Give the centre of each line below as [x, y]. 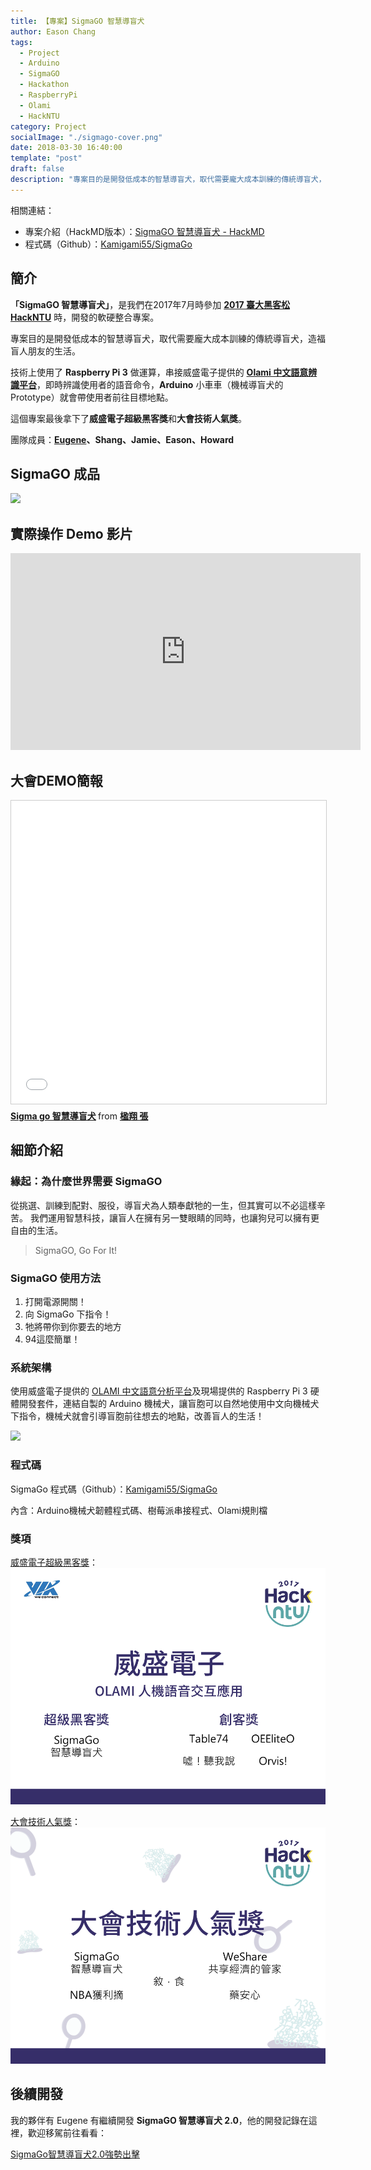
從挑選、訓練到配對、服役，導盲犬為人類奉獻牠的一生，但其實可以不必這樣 [163, 1205]
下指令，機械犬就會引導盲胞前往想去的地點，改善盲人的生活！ [137, 1416]
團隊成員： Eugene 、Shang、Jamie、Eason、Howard [122, 439]
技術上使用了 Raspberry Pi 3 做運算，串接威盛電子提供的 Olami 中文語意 [159, 372]
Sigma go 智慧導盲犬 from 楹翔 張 [79, 1116]
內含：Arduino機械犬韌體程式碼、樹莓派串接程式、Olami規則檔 [139, 1510]
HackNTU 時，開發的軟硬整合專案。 [85, 317]
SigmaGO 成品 [55, 473]
